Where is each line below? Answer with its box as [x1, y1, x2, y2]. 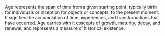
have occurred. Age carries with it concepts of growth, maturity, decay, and [5, 20, 161, 26]
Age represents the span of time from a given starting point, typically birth [5, 4, 157, 10]
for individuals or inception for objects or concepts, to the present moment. [5, 9, 159, 15]
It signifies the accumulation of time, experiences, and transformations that [5, 15, 159, 20]
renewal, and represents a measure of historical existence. [5, 25, 125, 31]
